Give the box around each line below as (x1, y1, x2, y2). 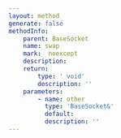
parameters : (23, 87, 63, 96)
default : (44, 110, 75, 119)
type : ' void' (37, 72, 85, 80)
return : (23, 65, 49, 73)
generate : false (8, 19, 63, 28)
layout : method (8, 11, 60, 20)
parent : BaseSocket (23, 34, 89, 43)
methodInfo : (8, 27, 49, 35)
